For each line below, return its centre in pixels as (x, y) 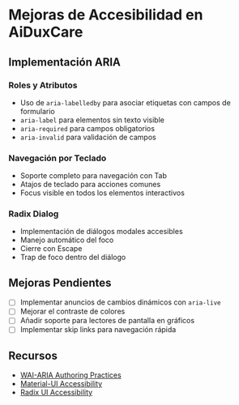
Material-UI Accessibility (61, 384)
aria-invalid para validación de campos (88, 137)
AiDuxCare (46, 32)
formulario (37, 111)
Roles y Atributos (43, 85)
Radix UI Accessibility (56, 392)
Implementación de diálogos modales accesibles (102, 232)
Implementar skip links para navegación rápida (98, 330)
